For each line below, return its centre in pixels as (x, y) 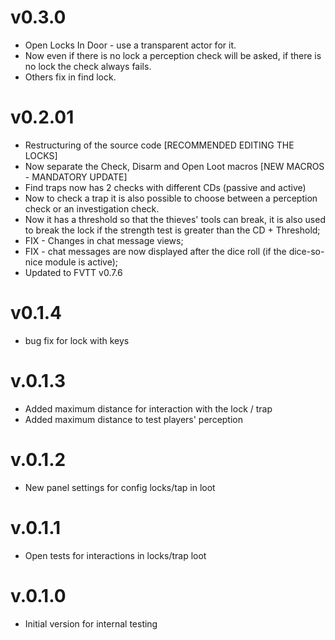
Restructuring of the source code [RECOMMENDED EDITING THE (159, 145)
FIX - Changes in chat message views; (104, 240)
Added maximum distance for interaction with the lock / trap (148, 408)
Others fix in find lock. (70, 77)
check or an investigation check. (92, 208)
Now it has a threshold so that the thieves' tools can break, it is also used (175, 219)
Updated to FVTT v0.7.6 (73, 272)
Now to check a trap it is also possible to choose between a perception (171, 198)
